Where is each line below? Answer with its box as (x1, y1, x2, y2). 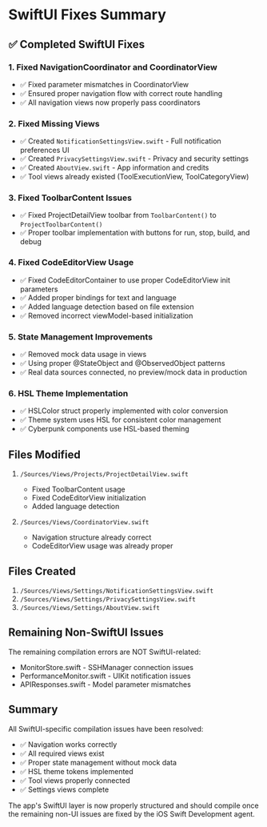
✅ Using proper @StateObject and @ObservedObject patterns (19, 359, 225, 368)
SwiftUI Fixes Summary (8, 6, 166, 24)
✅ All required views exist (19, 749, 105, 758)
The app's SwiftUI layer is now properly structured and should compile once (8, 801, 259, 810)
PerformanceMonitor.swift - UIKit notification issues (19, 671, 191, 680)
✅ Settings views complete (19, 785, 110, 794)
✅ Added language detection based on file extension (19, 302, 194, 311)
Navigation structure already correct (31, 532, 152, 542)
